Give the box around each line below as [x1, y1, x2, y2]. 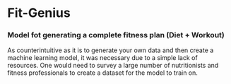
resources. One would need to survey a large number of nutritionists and [7, 61, 219, 70]
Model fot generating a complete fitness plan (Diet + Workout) [7, 30, 225, 40]
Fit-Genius [7, 5, 71, 21]
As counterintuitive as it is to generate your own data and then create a [7, 46, 214, 54]
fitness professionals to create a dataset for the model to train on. [7, 68, 198, 77]
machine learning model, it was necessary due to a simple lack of [7, 54, 198, 62]
